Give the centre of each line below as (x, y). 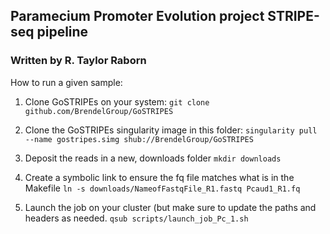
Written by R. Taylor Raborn (78, 61)
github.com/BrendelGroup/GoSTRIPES (99, 111)
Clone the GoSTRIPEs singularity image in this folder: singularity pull (171, 130)
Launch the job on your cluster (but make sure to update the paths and (170, 207)
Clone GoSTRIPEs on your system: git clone (117, 101)
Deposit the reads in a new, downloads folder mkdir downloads (153, 158)
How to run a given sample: (66, 82)
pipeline (62, 32)
